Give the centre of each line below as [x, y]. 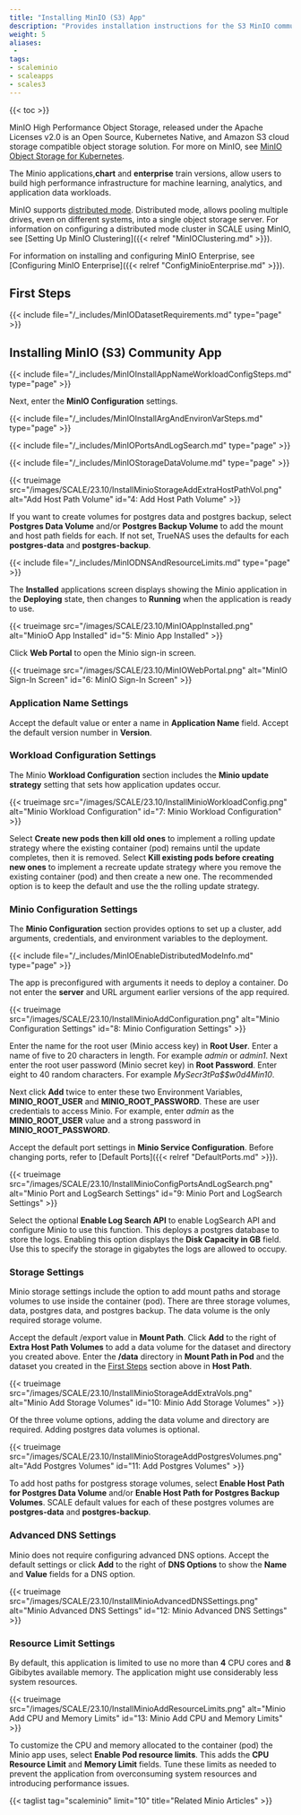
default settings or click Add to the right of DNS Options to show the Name [148, 1564]
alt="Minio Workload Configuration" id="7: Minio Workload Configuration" [146, 811]
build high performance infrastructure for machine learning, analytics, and [146, 183]
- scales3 [28, 84]
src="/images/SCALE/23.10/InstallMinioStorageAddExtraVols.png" [131, 1393]
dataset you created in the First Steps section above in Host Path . [131, 1366]
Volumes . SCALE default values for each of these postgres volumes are [142, 1503]
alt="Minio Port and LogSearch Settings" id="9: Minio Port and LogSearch [146, 1193]
